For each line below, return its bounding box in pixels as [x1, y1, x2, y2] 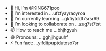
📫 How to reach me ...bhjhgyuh [10, 27, 77, 33]
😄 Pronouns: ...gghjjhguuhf [10, 34, 68, 40]
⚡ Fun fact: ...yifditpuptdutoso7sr [10, 40, 79, 46]
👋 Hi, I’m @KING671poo [10, 5, 60, 11]
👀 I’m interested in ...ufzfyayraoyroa [10, 10, 86, 16]
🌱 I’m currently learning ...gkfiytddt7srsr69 [10, 16, 99, 21]
